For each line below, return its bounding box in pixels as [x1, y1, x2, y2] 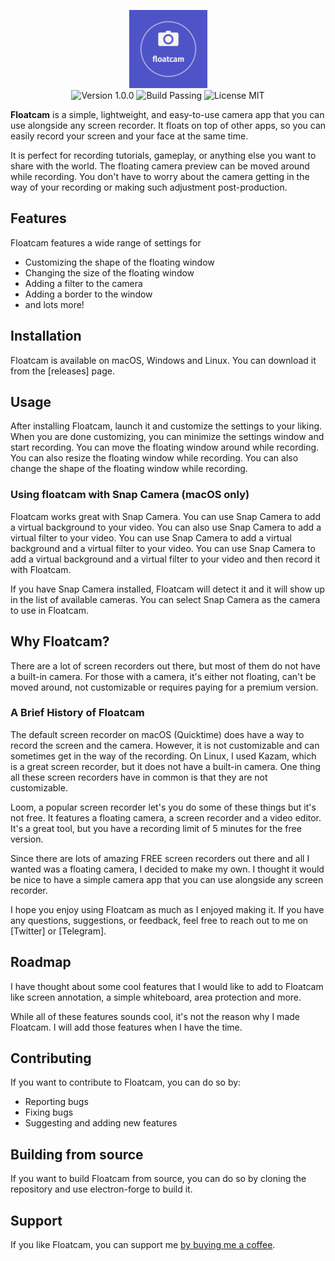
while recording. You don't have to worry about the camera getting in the [10, 171, 310, 182]
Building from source [10, 1146, 144, 1163]
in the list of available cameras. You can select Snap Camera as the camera [10, 593, 321, 605]
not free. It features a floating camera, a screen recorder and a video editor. [10, 811, 322, 824]
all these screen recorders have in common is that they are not [10, 771, 268, 783]
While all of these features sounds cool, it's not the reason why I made [10, 1010, 300, 1022]
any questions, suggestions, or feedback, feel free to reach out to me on [10, 914, 309, 926]
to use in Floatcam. [10, 604, 89, 616]
